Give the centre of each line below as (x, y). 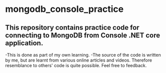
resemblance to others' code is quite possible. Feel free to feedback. (76, 65)
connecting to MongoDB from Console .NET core (83, 35)
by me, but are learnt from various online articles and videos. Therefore (79, 60)
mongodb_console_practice (64, 9)
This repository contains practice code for (72, 28)
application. (24, 43)
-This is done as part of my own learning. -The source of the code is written (83, 55)
